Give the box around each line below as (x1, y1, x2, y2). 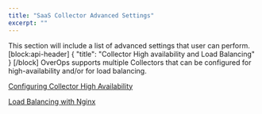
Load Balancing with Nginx (8, 97, 96, 106)
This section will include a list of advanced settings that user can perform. (8, 40, 250, 50)
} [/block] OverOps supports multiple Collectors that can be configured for (8, 57, 252, 67)
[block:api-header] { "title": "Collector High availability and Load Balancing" (8, 49, 256, 59)
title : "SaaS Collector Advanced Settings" (8, 11, 155, 20)
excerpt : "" (8, 19, 48, 27)
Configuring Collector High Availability (8, 81, 133, 91)
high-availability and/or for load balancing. (8, 66, 147, 75)
